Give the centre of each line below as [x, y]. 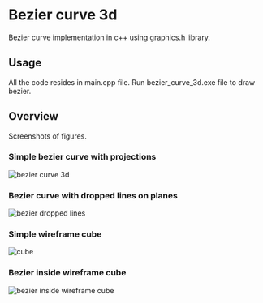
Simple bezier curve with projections [82, 157]
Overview [34, 116]
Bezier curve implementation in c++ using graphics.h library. [110, 37]
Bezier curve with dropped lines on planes [93, 195]
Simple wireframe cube [55, 234]
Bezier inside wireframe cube [67, 273]
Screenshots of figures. [48, 136]
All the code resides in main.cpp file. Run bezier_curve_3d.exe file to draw [132, 82]
